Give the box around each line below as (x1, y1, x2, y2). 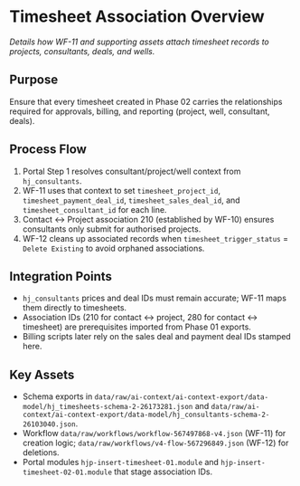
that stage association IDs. (114, 466, 213, 477)
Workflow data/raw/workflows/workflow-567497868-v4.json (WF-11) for (22, 428, 286, 439)
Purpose (9, 72, 59, 88)
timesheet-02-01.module (22, 468, 113, 477)
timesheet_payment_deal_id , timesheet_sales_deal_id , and (22, 195, 241, 205)
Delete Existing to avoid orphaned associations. (22, 243, 205, 253)
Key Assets (9, 367, 75, 382)
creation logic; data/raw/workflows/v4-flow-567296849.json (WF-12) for (22, 437, 289, 449)
